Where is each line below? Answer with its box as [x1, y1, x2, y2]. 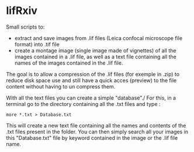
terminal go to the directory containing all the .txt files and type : [6, 100, 161, 107]
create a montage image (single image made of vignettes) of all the [14, 47, 176, 54]
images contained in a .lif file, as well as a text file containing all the [14, 53, 176, 60]
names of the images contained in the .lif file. [14, 59, 123, 66]
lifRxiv [6, 4, 38, 17]
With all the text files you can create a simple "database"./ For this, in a [6, 94, 176, 101]
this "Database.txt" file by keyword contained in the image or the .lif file [6, 134, 178, 141]
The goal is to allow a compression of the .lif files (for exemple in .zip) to [6, 70, 180, 77]
